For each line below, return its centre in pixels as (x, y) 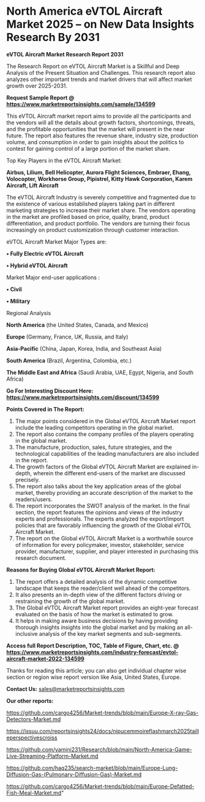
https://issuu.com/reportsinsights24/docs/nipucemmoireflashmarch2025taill (103, 731)
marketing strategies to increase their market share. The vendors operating (101, 210)
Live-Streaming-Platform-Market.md (52, 756)
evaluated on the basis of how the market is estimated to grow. (94, 614)
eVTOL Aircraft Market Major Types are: (57, 242)
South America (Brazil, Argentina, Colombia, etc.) (69, 361)
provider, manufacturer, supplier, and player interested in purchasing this (107, 551)
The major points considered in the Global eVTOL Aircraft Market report (105, 421)
